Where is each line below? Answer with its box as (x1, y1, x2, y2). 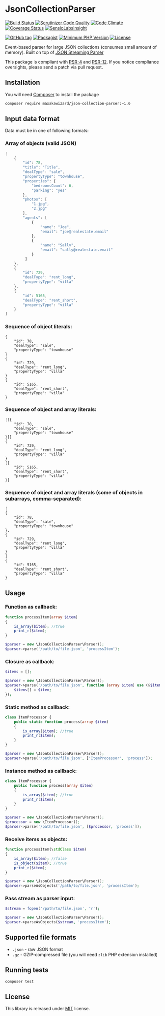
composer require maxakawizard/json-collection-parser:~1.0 (5, 101, 131, 106)
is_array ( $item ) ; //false (14, 856, 67, 861)
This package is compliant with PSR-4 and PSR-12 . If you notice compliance (5, 59, 159, 65)
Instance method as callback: (5, 767, 77, 774)
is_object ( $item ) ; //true (14, 861, 67, 866)
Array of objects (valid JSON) (5, 140, 77, 147)
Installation (5, 78, 40, 87)
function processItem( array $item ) (5, 614, 78, 619)
